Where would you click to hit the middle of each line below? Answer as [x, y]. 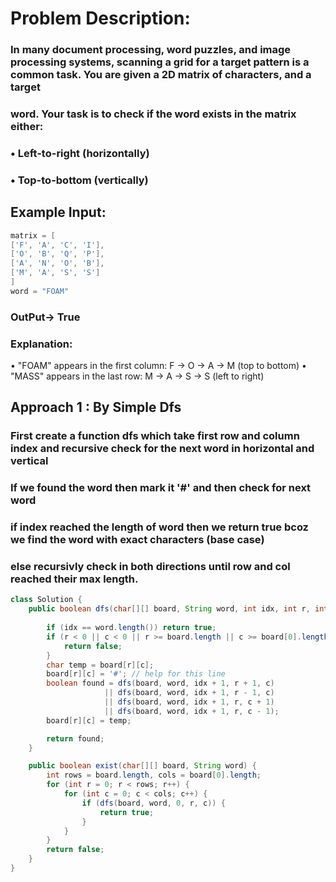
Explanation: [41, 344]
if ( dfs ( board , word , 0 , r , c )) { [153, 803]
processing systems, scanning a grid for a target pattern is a [160, 62]
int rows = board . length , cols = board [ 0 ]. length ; [154, 775]
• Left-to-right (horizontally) [80, 153]
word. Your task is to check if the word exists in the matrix [153, 114]
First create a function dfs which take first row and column [155, 436]
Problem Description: [100, 18]
